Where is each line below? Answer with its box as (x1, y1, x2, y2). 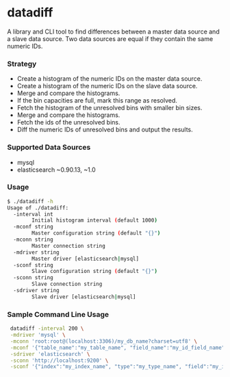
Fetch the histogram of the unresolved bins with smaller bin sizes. (16, 104, 203, 112)
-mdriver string (13, 248, 60, 256)
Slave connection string (31, 281, 103, 288)
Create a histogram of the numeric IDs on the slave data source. (16, 82, 198, 90)
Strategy (7, 59, 37, 68)
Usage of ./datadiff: (7, 204, 69, 211)
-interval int (13, 211, 53, 218)
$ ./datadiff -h (7, 198, 53, 205)
